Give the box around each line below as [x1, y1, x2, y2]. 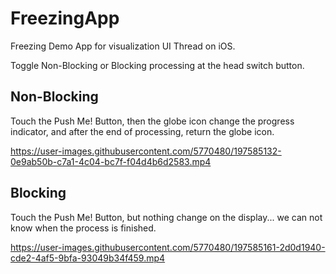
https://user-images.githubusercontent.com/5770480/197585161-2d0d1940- [10, 241, 326, 253]
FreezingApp [10, 7, 120, 30]
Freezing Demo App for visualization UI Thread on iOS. [10, 40, 236, 52]
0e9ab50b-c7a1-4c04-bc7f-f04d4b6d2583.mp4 [10, 155, 212, 167]
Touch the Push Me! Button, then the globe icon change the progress [10, 115, 295, 127]
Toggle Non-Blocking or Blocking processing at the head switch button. [10, 59, 305, 71]
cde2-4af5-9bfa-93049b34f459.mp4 [10, 252, 166, 264]
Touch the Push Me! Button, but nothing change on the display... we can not [10, 211, 323, 223]
